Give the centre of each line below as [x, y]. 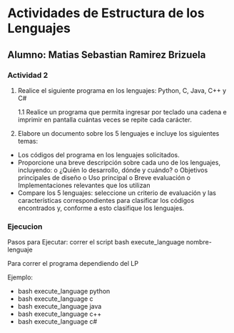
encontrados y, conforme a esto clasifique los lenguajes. [101, 208]
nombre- [199, 242]
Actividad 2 [28, 75]
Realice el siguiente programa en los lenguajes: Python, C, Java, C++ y [122, 90]
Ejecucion [25, 227]
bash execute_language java [60, 307]
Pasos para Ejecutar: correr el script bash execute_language [96, 242]
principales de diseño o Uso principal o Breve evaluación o [104, 177]
